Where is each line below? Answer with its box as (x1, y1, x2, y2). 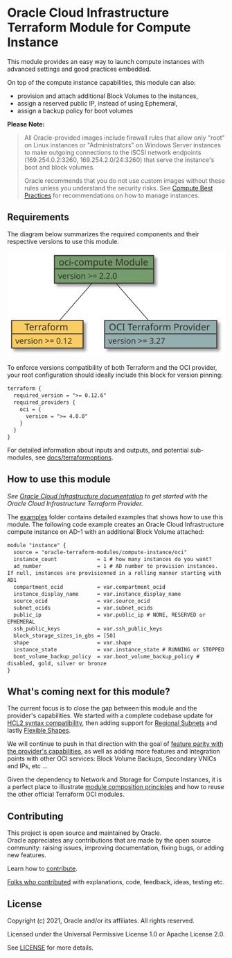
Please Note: (7, 120, 45, 128)
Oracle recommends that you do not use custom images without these (24, 176, 225, 185)
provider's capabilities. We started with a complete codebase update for (7, 711, 213, 720)
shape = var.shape (13, 639, 132, 646)
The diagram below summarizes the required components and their (7, 229, 199, 238)
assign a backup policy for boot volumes (17, 106, 134, 115)
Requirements (7, 211, 69, 223)
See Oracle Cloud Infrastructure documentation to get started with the (7, 492, 208, 500)
